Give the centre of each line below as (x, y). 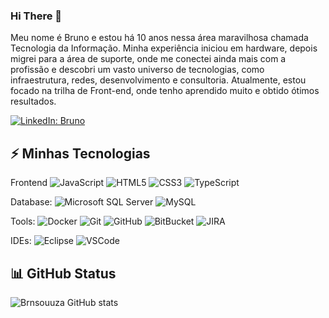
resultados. (33, 101)
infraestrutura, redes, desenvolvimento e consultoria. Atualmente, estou (158, 80)
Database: (31, 202)
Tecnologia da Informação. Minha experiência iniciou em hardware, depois (164, 48)
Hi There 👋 (36, 16)
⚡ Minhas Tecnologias (80, 153)
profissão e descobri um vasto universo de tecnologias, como (137, 70)
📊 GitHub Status (63, 273)
